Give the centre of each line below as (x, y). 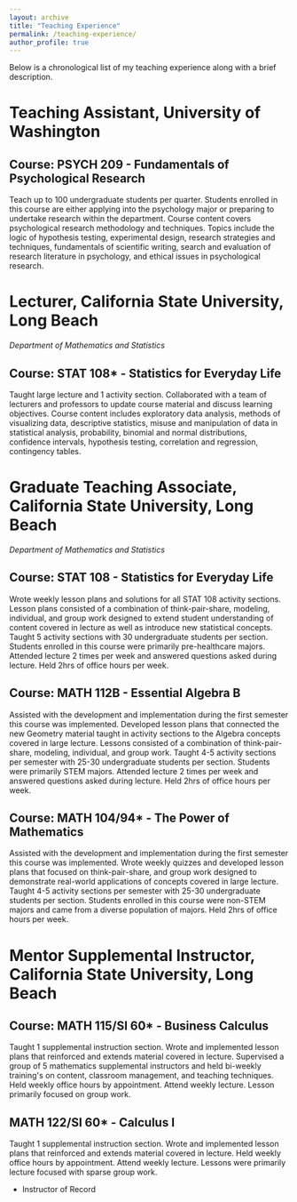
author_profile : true (49, 42)
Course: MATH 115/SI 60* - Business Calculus (139, 1026)
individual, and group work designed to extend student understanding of (141, 618)
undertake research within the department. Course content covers (130, 219)
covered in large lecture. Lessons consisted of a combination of (125, 742)
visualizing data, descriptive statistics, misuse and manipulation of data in (144, 423)
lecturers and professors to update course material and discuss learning (141, 404)
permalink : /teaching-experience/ (73, 34)
